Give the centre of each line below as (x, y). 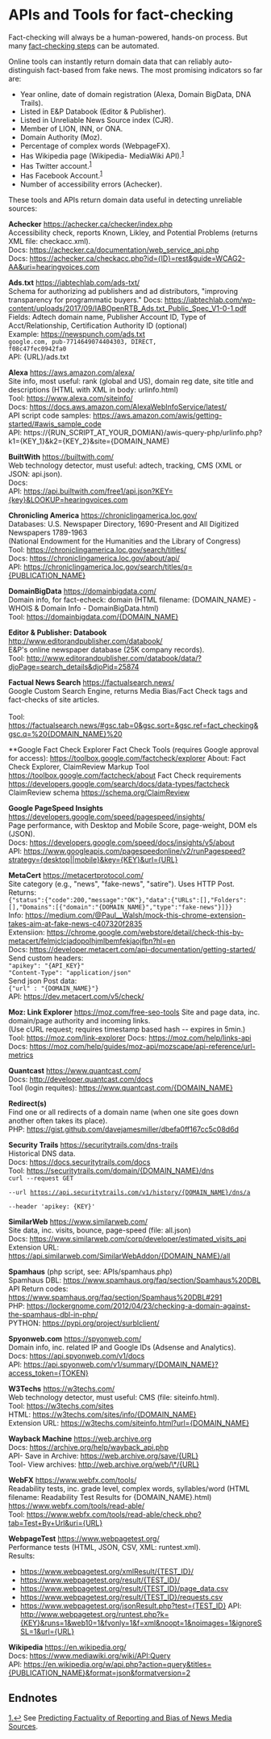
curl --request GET (41, 1178)
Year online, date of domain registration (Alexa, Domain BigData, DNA (135, 94)
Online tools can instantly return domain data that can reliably (110, 61)
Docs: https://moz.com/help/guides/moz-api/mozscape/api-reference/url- (132, 1046)
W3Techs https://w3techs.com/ (62, 1388)
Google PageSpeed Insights (56, 808)
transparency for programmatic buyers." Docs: (85, 300)
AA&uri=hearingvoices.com (54, 267)
